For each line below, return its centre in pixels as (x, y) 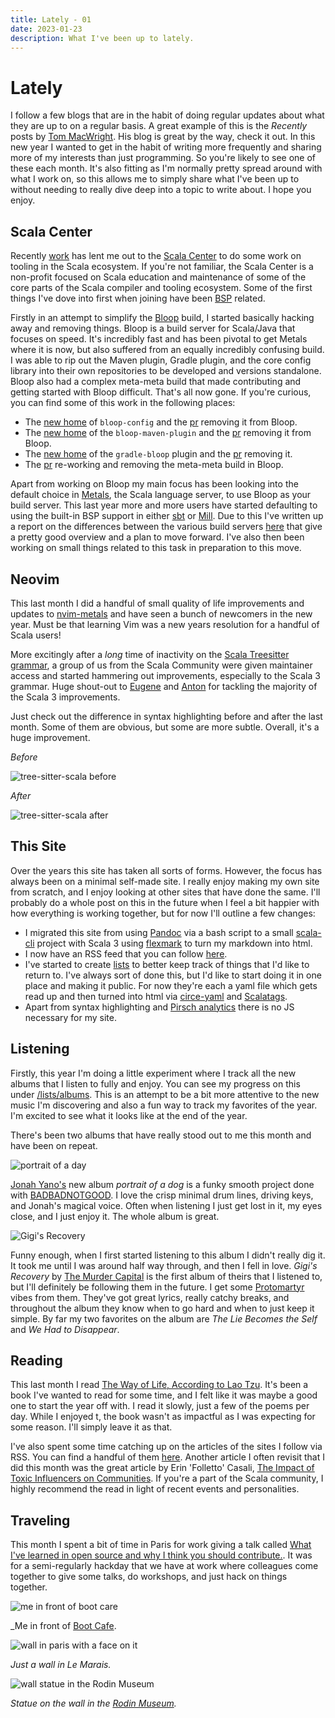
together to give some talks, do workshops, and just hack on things (149, 1577)
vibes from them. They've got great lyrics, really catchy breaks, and (150, 1297)
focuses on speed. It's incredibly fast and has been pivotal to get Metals (159, 339)
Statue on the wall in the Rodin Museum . (93, 1703)
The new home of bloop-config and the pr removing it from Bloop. (161, 422)
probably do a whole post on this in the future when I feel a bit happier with (165, 902)
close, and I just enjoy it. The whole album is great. (115, 1216)
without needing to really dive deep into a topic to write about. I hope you (161, 190)
